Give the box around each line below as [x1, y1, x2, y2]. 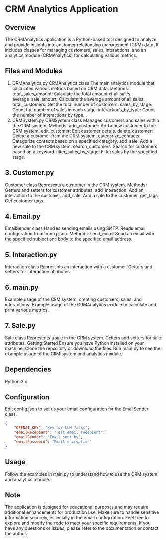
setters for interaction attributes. [5, 269, 71, 275]
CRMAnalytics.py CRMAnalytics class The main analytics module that [12, 80, 155, 86]
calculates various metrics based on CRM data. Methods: [12, 85, 130, 91]
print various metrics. [5, 307, 49, 313]
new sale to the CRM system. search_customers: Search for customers [12, 143, 158, 149]
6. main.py [5, 283, 39, 292]
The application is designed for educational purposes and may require [5, 504, 149, 510]
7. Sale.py [5, 321, 36, 330]
